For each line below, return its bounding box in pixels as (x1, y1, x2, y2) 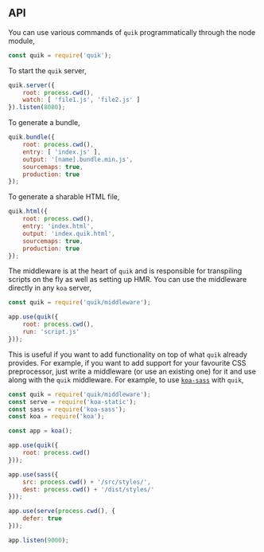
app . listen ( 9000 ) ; (8, 536, 69, 544)
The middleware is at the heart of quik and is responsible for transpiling (8, 266, 243, 276)
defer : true (22, 515, 62, 523)
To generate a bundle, (8, 118, 81, 127)
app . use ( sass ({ (8, 470, 59, 479)
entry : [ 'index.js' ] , (22, 147, 102, 156)
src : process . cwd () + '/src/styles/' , (22, 478, 151, 486)
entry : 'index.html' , (22, 222, 94, 230)
